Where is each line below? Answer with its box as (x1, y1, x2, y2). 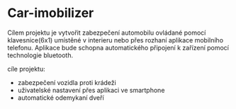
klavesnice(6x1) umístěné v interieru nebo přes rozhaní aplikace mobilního (7, 35, 224, 44)
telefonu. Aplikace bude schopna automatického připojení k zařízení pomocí (7, 43, 229, 52)
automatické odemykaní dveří (17, 93, 104, 102)
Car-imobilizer (7, 5, 94, 21)
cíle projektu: (7, 64, 46, 73)
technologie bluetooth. (7, 51, 73, 59)
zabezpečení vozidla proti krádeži (17, 78, 117, 86)
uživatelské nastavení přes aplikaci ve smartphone (17, 86, 165, 94)
